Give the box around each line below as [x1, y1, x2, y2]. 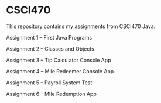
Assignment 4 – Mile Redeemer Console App [6, 68, 114, 74]
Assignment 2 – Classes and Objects [6, 45, 95, 52]
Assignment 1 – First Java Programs [6, 34, 93, 41]
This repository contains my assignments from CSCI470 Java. [6, 23, 156, 30]
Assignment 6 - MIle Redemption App [6, 90, 97, 97]
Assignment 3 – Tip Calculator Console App [6, 56, 111, 63]
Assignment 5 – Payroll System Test [6, 79, 93, 86]
